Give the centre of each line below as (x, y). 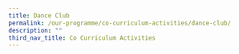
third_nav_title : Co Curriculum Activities (82, 38)
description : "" (35, 30)
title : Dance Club (39, 15)
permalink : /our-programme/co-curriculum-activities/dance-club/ (119, 23)
